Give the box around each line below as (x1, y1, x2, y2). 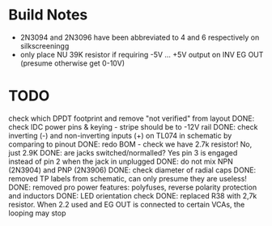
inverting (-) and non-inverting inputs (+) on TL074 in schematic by (8, 130, 232, 140)
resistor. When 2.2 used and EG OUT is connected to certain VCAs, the (8, 199, 245, 209)
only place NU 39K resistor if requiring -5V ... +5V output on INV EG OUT (19, 49, 264, 59)
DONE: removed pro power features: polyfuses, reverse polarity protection (8, 182, 257, 192)
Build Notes (8, 6, 88, 24)
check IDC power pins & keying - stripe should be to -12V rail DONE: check (8, 122, 258, 131)
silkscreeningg (19, 41, 70, 50)
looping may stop (8, 208, 66, 218)
